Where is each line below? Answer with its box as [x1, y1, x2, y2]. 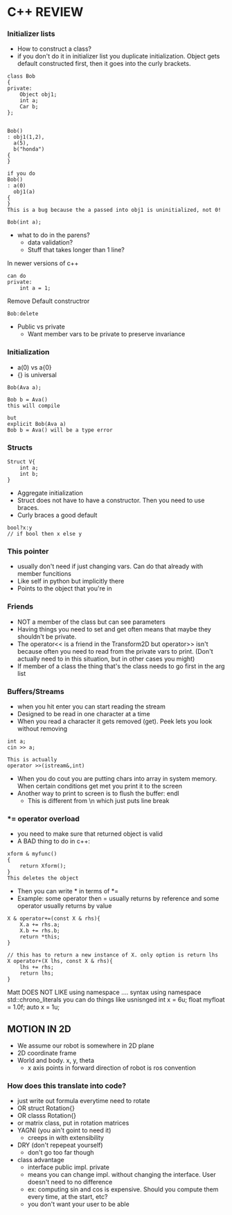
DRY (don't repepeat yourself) [17, 1141, 103, 1150]
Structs [7, 443, 33, 452]
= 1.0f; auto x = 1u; [7, 1003, 60, 1011]
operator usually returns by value [17, 902, 112, 910]
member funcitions [17, 570, 71, 578]
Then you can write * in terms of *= [17, 887, 119, 895]
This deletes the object [7, 875, 79, 882]
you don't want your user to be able [27, 1200, 130, 1209]
